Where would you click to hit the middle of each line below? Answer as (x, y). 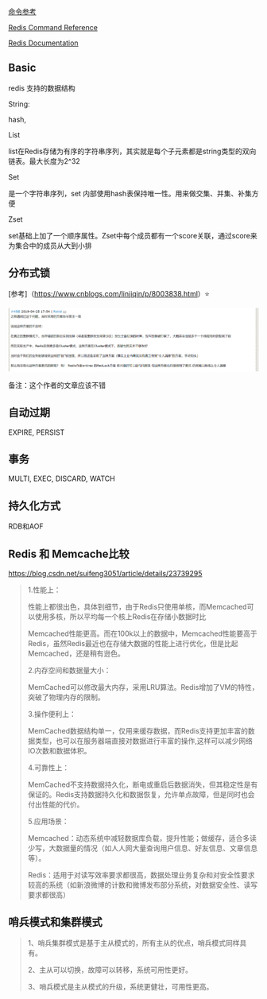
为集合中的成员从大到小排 (50, 246)
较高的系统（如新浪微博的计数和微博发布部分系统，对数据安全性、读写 (143, 885)
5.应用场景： (48, 821)
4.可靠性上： (48, 767)
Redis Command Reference (53, 27)
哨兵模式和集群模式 (55, 922)
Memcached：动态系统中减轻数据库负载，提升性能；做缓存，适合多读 (142, 838)
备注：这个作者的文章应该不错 (57, 385)
